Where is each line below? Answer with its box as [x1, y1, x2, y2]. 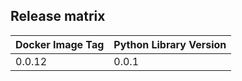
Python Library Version [113, 37, 227, 51]
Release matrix [10, 8, 106, 25]
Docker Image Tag [15, 37, 105, 51]
